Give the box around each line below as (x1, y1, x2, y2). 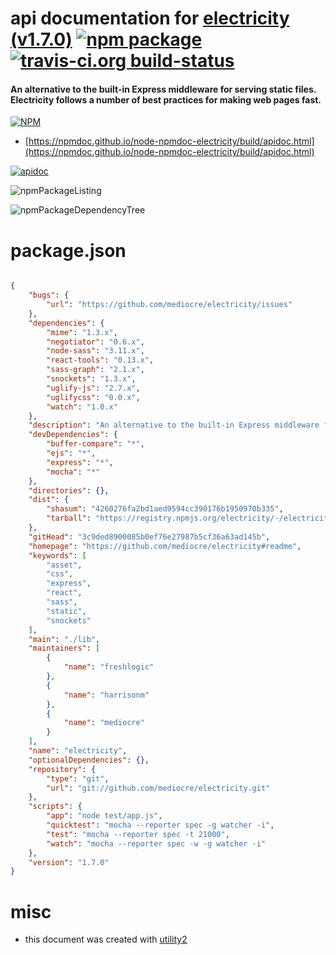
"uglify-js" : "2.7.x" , (46, 383, 141, 393)
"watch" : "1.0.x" (46, 402, 118, 412)
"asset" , (46, 560, 83, 570)
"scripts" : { (28, 802, 83, 812)
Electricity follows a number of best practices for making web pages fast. (10, 93, 322, 106)
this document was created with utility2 (24, 933, 188, 946)
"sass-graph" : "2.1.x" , (46, 365, 145, 375)
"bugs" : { (28, 290, 70, 301)
